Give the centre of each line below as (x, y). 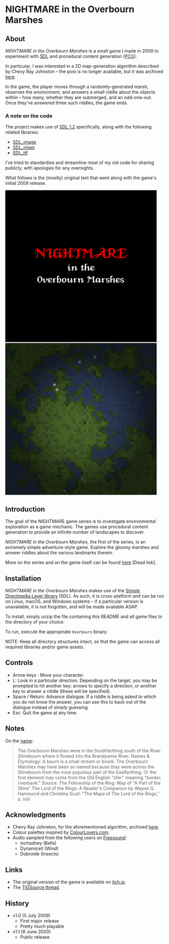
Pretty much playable (42, 926)
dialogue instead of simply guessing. (51, 707)
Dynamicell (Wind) (39, 848)
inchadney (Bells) (38, 843)
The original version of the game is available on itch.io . (69, 882)
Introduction (25, 509)
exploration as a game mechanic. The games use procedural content (77, 527)
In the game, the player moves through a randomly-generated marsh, (77, 87)
